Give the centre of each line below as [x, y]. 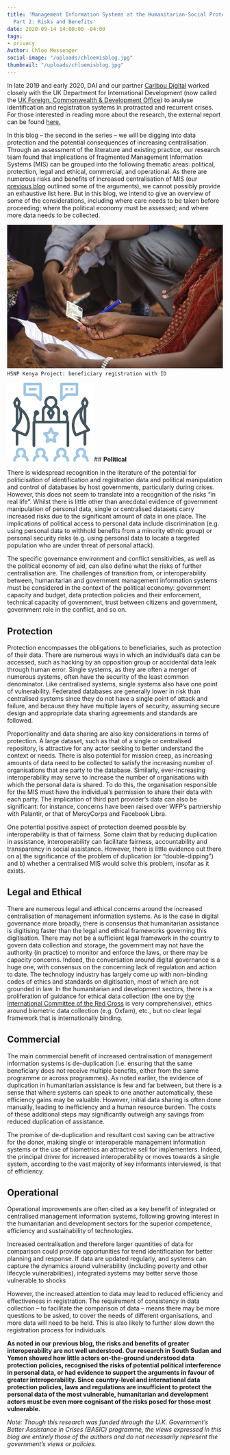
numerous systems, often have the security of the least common [98, 677]
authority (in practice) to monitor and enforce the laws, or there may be [107, 952]
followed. [20, 721]
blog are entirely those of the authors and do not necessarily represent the [113, 1437]
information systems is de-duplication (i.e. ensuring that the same [100, 1063]
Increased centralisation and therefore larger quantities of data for [100, 1244]
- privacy [21, 43]
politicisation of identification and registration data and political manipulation [115, 480]
